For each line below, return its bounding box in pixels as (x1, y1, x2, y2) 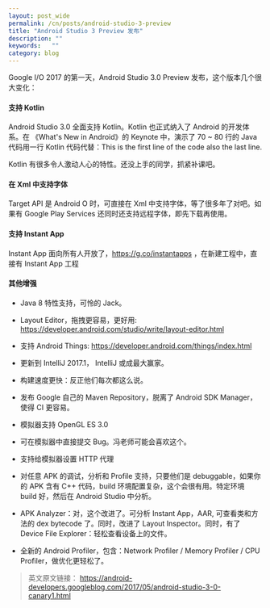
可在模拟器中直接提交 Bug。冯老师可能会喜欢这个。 (19, 437, 191, 447)
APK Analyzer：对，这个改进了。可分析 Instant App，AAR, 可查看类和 (19, 508, 251, 518)
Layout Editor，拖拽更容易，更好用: (19, 315, 137, 325)
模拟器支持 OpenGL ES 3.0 (19, 419, 109, 429)
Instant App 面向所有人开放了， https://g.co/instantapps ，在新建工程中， (8, 248, 251, 258)
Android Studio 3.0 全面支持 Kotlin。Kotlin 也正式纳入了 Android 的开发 (8, 122, 243, 132)
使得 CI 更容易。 (19, 402, 74, 412)
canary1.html (27, 590, 71, 600)
